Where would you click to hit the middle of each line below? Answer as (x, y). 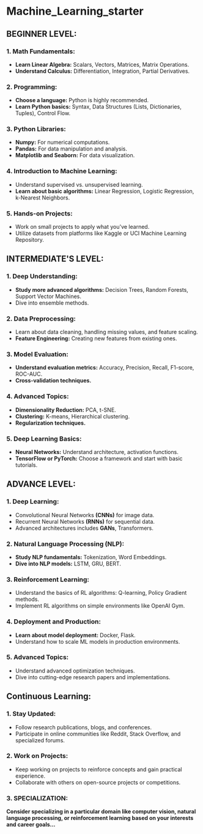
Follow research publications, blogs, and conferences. (83, 727)
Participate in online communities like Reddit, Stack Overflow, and (98, 734)
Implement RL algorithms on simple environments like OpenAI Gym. (100, 606)
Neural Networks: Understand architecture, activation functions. (97, 452)
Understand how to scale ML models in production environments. (98, 641)
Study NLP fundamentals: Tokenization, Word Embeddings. (91, 557)
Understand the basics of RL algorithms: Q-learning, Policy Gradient (101, 593)
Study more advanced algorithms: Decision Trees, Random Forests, (102, 289)
